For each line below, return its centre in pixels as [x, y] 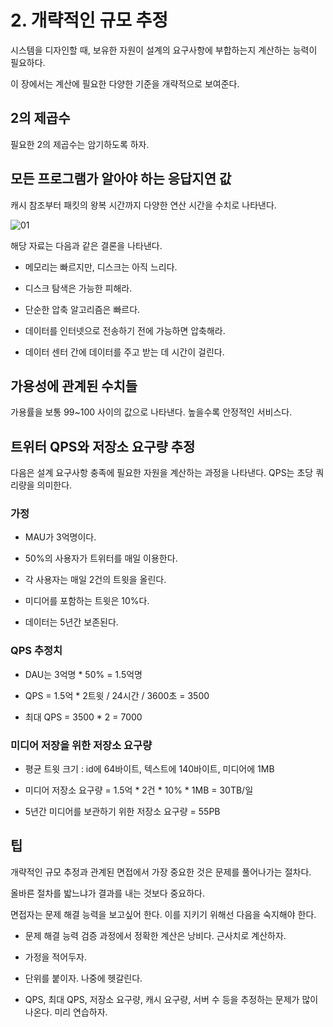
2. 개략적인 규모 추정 [89, 20]
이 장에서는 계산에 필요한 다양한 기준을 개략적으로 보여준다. [125, 83]
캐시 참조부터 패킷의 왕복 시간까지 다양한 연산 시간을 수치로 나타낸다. [143, 205]
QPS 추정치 [36, 651]
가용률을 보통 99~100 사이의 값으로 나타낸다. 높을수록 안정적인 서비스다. [151, 412]
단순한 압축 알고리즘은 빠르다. [82, 309]
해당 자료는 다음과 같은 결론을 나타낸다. [86, 245]
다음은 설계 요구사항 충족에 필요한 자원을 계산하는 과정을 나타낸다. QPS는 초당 [162, 473]
